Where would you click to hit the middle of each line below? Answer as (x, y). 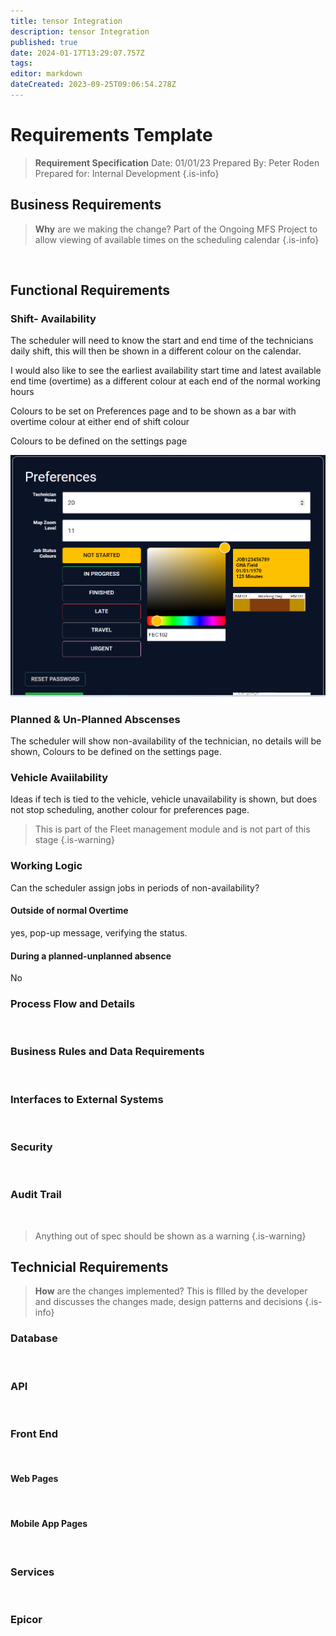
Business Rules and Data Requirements (107, 1052)
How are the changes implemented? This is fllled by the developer (171, 1291)
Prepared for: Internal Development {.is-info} (127, 173)
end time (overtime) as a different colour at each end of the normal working (165, 381)
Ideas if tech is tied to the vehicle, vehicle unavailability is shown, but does (164, 799)
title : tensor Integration (66, 21)
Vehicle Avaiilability (59, 778)
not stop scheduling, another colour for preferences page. (130, 810)
